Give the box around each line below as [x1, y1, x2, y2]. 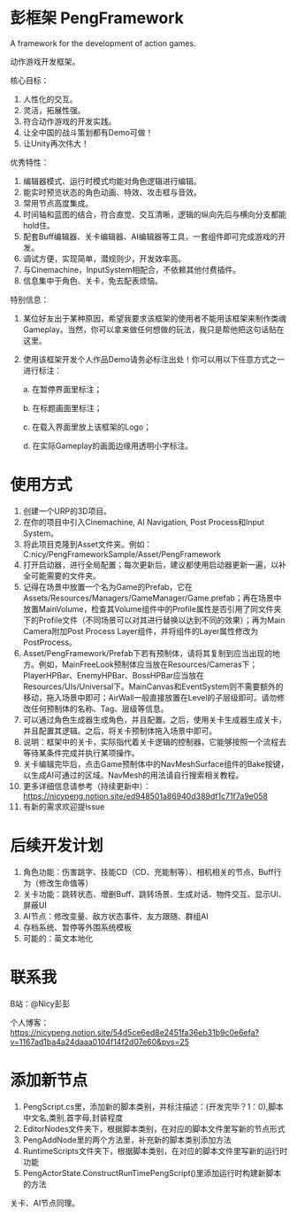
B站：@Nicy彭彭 [10, 998, 71, 1009]
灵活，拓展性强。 [22, 105, 86, 115]
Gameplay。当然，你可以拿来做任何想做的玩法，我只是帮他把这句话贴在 [22, 324, 286, 335]
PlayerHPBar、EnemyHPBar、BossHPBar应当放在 [22, 670, 205, 680]
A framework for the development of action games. [10, 37, 197, 49]
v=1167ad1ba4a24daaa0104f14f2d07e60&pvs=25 [10, 1036, 189, 1047]
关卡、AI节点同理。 [10, 1197, 80, 1208]
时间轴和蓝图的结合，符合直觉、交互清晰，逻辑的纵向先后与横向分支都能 [22, 209, 286, 220]
